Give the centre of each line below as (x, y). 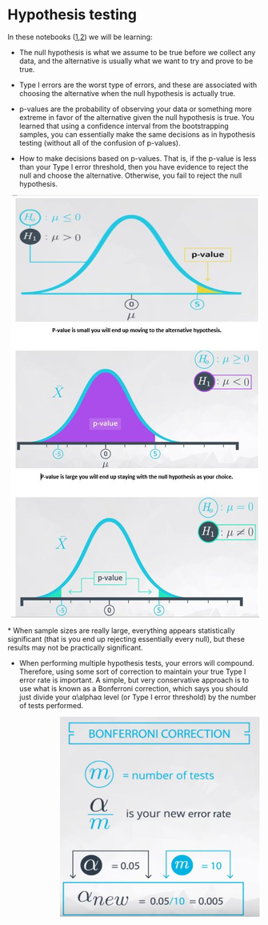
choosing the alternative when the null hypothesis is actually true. (127, 93)
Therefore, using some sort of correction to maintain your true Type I (132, 671)
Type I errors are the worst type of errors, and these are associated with (138, 85)
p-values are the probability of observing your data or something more (136, 109)
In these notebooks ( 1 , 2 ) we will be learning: (80, 37)
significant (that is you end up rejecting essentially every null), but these (126, 639)
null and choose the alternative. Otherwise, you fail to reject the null (130, 175)
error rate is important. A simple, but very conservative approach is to (134, 680)
